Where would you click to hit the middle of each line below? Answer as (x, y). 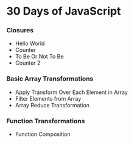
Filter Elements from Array (48, 98)
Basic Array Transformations (50, 79)
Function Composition (43, 134)
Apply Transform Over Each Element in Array (71, 92)
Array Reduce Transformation (52, 105)
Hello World (30, 43)
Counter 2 (28, 63)
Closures (20, 31)
